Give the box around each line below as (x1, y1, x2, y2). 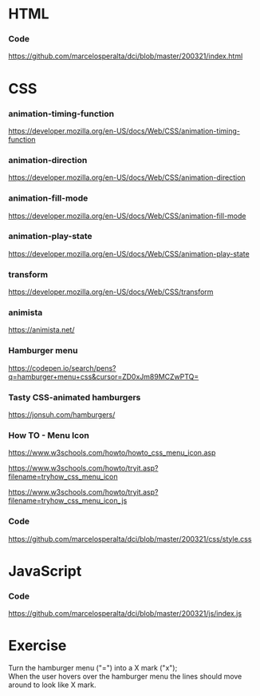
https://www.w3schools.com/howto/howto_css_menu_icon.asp (8, 448, 216, 458)
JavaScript (8, 562, 82, 580)
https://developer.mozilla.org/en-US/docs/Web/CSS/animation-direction (8, 173, 246, 182)
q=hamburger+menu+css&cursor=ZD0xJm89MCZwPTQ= (8, 372, 199, 381)
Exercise (8, 637, 67, 655)
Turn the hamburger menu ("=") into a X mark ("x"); (8, 663, 178, 673)
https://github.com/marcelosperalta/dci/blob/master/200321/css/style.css (8, 534, 252, 543)
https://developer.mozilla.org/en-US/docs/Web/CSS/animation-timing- (8, 125, 241, 136)
